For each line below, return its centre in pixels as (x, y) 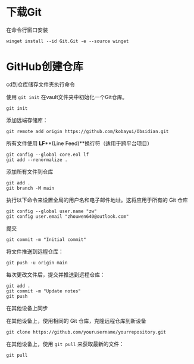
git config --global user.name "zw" (51, 211)
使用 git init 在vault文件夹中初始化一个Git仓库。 (67, 97)
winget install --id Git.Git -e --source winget (68, 41)
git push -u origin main (37, 263)
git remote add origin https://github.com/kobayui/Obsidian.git (87, 131)
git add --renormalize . (37, 160)
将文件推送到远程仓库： (35, 251)
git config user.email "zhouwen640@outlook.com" (68, 216)
